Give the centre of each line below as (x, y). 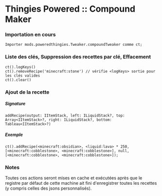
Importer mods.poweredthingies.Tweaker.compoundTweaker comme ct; (74, 45)
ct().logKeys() (20, 67)
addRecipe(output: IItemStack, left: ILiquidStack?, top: (65, 116)
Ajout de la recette (27, 92)
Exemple (14, 135)
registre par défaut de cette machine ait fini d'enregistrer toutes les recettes (81, 183)
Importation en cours (30, 35)
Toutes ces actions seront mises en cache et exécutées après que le (74, 178)
